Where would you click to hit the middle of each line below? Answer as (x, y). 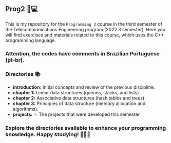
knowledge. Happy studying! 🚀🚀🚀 (48, 134)
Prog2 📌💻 (22, 9)
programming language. (31, 40)
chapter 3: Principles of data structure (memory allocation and (79, 104)
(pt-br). (15, 60)
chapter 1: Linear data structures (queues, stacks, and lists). (76, 93)
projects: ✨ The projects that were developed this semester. (77, 114)
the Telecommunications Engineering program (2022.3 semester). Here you (85, 29)
